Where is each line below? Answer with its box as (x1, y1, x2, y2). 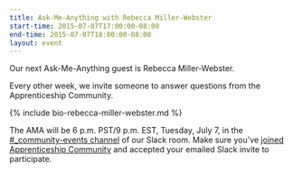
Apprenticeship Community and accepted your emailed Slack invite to (9, 144, 269, 155)
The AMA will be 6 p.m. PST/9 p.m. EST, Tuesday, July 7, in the (9, 125, 244, 136)
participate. (9, 154, 52, 165)
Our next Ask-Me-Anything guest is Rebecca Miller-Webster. (9, 63, 235, 74)
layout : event (9, 38, 63, 48)
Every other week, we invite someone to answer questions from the (9, 80, 260, 91)
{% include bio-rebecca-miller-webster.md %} (9, 107, 183, 118)
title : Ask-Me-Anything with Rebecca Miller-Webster (9, 13, 213, 23)
